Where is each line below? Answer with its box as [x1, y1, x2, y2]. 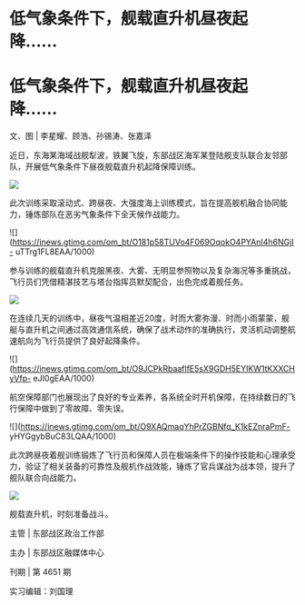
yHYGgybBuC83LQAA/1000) [9, 431, 116, 441]
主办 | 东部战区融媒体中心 [9, 547, 104, 559]
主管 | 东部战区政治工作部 [9, 528, 104, 539]
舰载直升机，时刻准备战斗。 [9, 509, 113, 520]
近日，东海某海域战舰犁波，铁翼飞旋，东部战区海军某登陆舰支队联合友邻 [9, 150, 280, 161]
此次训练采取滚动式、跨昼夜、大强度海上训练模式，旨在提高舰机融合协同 [9, 197, 280, 209]
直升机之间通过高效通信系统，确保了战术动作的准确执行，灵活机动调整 [25, 324, 288, 335]
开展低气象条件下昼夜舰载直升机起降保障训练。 [25, 161, 201, 173]
